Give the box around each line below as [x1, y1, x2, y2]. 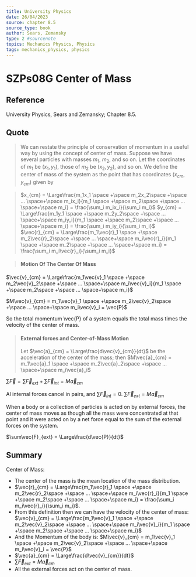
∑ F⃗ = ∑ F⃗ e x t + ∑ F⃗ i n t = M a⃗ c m [6, 378, 83, 386]
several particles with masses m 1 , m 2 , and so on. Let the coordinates [20, 156, 185, 164]
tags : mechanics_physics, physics [6, 47, 90, 53]
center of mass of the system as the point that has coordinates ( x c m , [20, 171, 185, 179]
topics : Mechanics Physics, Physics [6, 42, 95, 47]
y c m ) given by [20, 178, 54, 187]
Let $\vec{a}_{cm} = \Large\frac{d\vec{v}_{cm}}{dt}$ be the [20, 348, 166, 355]
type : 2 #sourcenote [6, 36, 57, 42]
